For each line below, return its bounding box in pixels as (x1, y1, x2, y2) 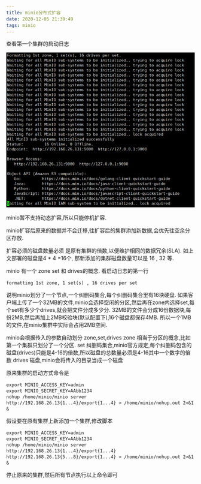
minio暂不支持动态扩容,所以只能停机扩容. (6, 214, 106, 221)
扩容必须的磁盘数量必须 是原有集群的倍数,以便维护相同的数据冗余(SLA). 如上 (6, 246, 194, 254)
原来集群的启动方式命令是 (6, 369, 69, 376)
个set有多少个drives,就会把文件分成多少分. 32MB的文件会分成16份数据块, (6, 306, 187, 313)
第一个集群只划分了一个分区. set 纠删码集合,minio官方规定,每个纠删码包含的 (6, 341, 192, 348)
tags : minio (6, 22, 36, 28)
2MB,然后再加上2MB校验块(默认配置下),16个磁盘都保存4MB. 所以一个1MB (11, 314, 191, 321)
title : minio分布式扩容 (6, 10, 61, 16)
